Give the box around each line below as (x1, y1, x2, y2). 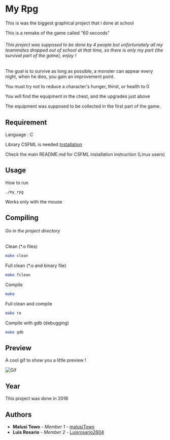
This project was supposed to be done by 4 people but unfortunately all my (5, 41, 163, 47)
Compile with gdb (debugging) (5, 320, 70, 326)
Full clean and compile (5, 300, 52, 306)
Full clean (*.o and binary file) (5, 263, 67, 269)
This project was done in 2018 (5, 396, 69, 402)
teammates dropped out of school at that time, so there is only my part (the (5, 47, 163, 53)
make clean (5, 253, 28, 258)
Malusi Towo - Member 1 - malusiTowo (12, 424, 95, 430)
